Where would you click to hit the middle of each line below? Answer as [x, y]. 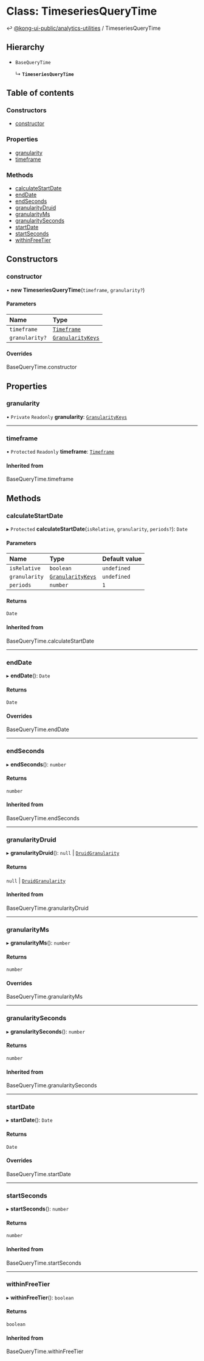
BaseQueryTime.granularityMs [45, 997]
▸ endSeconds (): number [36, 764]
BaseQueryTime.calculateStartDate [50, 641]
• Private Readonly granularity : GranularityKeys [67, 416]
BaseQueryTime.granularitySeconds [52, 1085]
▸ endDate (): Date [28, 676]
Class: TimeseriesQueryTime [82, 11]
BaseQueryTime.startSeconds [44, 1263]
